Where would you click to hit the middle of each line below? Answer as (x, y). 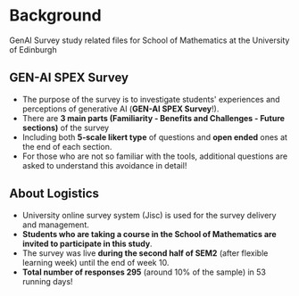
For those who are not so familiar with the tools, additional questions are (155, 156)
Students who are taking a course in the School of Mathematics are (149, 234)
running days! (47, 281)
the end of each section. (67, 146)
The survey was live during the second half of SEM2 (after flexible (145, 253)
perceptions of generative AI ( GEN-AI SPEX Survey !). (120, 109)
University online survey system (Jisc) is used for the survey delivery (149, 215)
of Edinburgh (33, 49)
